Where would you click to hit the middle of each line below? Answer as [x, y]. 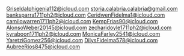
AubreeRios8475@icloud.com [43, 46]
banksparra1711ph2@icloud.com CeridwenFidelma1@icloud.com [86, 15]
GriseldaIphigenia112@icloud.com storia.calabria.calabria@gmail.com [92, 9]
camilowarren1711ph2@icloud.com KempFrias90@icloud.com [82, 21]
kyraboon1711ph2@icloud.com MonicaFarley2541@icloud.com [83, 34]
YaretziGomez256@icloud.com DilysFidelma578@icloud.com [82, 40]
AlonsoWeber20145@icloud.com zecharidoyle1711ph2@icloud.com [89, 27]
